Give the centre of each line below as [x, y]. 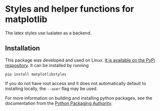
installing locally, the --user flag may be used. [51, 89]
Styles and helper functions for [70, 9]
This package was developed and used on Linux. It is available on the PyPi [80, 60]
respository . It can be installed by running [47, 65]
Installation [23, 48]
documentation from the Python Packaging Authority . [59, 103]
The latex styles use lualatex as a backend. [48, 33]
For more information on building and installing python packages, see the [79, 98]
